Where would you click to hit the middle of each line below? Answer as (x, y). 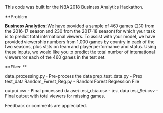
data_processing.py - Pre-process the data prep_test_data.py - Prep (74, 76)
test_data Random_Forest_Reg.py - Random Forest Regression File (72, 81)
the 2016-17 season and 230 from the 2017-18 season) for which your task (80, 31)
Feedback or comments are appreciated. (46, 105)
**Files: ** (16, 67)
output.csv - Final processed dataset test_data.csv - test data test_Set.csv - (81, 91)
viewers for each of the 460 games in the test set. (56, 57)
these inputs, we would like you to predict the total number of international (80, 52)
